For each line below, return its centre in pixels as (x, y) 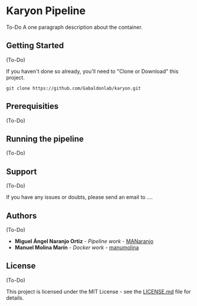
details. (15, 298)
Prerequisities (32, 106)
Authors (22, 216)
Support (22, 172)
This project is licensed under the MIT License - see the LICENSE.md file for (98, 291)
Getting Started (35, 46)
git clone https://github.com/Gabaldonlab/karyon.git (74, 88)
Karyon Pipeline (46, 11)
